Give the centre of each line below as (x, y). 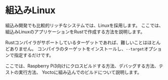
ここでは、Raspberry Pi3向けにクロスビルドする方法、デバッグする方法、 (82, 66)
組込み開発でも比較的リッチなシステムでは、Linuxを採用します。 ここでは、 (84, 25)
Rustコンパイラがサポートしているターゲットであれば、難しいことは (76, 42)
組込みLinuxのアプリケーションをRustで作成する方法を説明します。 (75, 31)
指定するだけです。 (34, 55)
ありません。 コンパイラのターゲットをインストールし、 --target (77, 49)
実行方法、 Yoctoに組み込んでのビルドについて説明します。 (80, 72)
